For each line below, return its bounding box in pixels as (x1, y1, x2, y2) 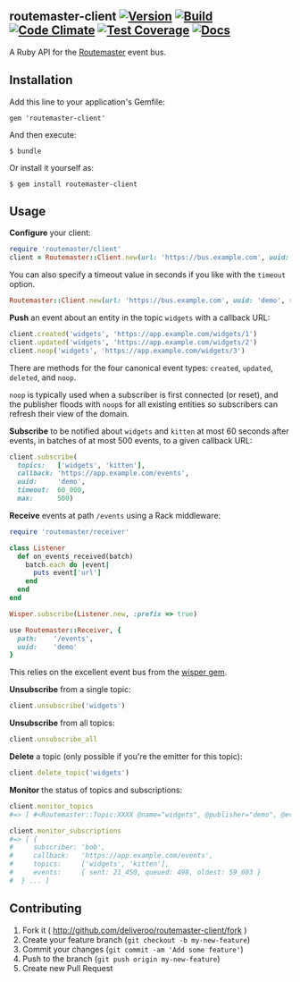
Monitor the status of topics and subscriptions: (9, 784, 183, 795)
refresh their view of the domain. (9, 408, 129, 419)
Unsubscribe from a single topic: (9, 684, 131, 695)
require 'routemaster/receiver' (9, 527, 129, 537)
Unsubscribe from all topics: (9, 717, 115, 729)
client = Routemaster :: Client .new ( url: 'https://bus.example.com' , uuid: (9, 253, 290, 262)
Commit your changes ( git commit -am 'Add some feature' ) (21, 944, 244, 954)
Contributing (9, 901, 82, 917)
